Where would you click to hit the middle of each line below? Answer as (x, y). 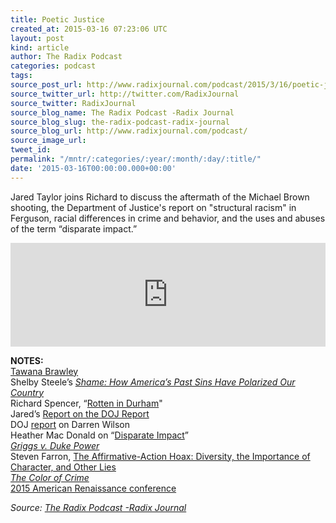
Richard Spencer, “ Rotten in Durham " (86, 403)
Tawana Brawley (44, 371)
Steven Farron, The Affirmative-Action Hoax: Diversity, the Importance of (160, 456)
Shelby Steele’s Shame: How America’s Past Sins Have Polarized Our (153, 382)
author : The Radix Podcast (66, 57)
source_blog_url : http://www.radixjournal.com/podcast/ (129, 131)
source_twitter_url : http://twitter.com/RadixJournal (125, 94)
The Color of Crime (50, 477)
